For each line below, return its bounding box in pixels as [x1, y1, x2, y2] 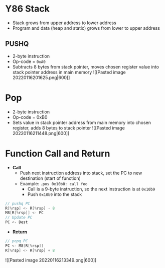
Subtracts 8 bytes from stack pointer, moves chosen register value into [12, 63, 159, 70]
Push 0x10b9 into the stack [27, 191, 82, 197]
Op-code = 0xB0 [12, 114, 48, 120]
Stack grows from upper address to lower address [12, 20, 116, 26]
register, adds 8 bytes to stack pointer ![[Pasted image [12, 124, 125, 131]
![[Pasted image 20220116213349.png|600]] [5, 257, 97, 263]
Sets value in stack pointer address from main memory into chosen [12, 119, 151, 125]
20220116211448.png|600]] [12, 130, 70, 136]
